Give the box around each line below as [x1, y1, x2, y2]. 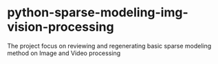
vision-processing [7, 19, 115, 35]
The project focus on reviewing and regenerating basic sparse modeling [7, 42, 212, 50]
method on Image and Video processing [7, 49, 121, 57]
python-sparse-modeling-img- [7, 5, 189, 20]
